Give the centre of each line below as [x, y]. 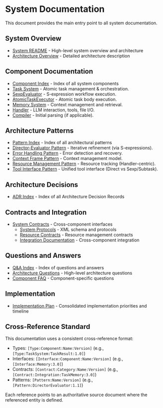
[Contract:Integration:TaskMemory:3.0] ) [54, 375]
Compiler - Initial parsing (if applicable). [53, 115]
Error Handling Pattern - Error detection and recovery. [68, 153]
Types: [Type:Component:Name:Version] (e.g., [58, 348]
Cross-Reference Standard [48, 327]
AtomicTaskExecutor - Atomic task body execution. [65, 99]
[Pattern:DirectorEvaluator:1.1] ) [48, 385]
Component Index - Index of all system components [66, 83]
